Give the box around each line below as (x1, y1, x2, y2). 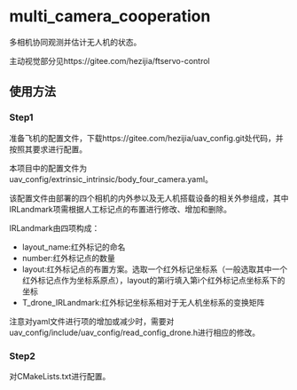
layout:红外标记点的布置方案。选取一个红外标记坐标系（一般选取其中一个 (21, 264, 288, 275)
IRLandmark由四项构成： (9, 222, 100, 233)
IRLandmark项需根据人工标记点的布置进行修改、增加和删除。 (9, 203, 232, 214)
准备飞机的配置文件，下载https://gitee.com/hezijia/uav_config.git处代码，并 (9, 132, 284, 143)
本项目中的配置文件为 (9, 163, 87, 173)
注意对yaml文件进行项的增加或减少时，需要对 (9, 315, 175, 326)
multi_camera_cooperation (9, 6, 211, 27)
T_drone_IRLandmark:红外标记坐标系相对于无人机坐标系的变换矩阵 (21, 297, 265, 307)
